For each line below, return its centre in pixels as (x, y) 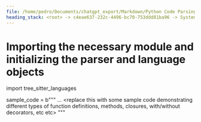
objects (25, 72)
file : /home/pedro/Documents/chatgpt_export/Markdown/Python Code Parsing (101, 12)
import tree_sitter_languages (41, 88)
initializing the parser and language (96, 59)
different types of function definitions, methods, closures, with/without (93, 106)
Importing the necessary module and (100, 47)
